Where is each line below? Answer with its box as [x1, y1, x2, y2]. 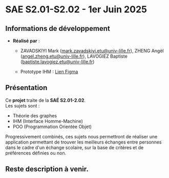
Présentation [5, 83, 48, 92]
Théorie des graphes [12, 112, 57, 119]
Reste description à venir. [5, 165, 89, 173]
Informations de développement [5, 24, 110, 33]
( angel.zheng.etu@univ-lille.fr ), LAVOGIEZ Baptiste [20, 53, 128, 59]
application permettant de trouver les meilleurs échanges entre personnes [5, 139, 162, 145]
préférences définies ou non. [5, 150, 67, 156]
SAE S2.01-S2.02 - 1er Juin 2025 [5, 4, 147, 15]
